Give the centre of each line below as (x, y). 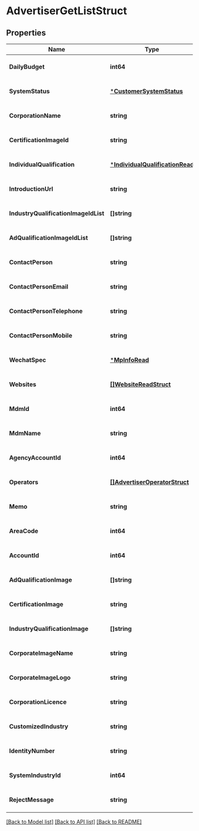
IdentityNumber (32, 751)
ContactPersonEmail (39, 287)
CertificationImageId (39, 140)
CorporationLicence (38, 702)
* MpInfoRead (129, 360)
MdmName (25, 433)
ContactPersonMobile (41, 336)
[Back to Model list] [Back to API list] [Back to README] (74, 822)
